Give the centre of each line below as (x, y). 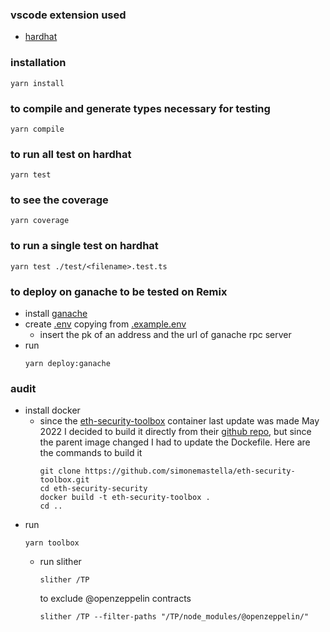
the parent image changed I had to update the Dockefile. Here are (175, 442)
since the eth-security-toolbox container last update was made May (179, 421)
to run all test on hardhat (71, 154)
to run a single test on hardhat (84, 246)
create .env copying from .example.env (105, 324)
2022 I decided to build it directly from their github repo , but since (175, 432)
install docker (52, 410)
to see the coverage (59, 200)
